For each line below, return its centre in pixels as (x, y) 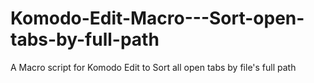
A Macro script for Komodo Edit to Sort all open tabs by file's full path (153, 67)
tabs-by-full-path (85, 39)
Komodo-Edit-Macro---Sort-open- (157, 18)
